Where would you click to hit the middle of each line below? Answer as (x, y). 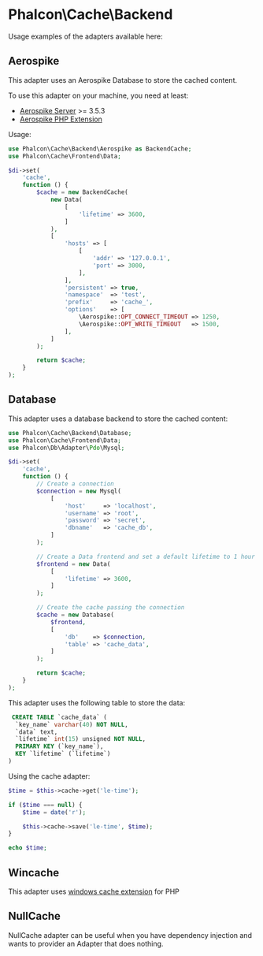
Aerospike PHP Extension (61, 119)
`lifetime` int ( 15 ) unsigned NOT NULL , (81, 739)
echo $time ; (28, 848)
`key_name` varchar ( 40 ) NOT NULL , (72, 724)
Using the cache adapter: (49, 776)
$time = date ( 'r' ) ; (54, 812)
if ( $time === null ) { (45, 805)
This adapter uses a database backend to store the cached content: (118, 418)
